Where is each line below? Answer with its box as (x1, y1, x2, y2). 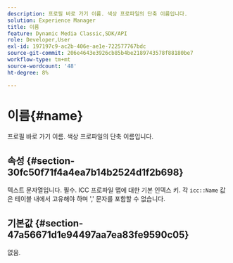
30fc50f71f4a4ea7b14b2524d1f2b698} (7, 166, 184, 178)
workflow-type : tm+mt (7, 56, 71, 63)
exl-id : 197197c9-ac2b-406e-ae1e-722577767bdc (7, 43, 146, 50)
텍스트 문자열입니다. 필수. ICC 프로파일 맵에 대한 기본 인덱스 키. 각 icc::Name (7, 186, 218, 194)
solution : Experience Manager (7, 17, 96, 24)
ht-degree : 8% (7, 69, 49, 76)
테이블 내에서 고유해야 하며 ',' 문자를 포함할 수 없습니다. (14, 195, 165, 203)
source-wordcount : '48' (7, 63, 77, 70)
